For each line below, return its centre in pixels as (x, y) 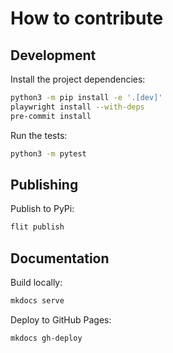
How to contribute (87, 18)
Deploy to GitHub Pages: (61, 319)
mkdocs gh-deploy (46, 338)
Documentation (60, 258)
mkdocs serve (37, 301)
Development (53, 55)
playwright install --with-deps (77, 107)
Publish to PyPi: (42, 209)
